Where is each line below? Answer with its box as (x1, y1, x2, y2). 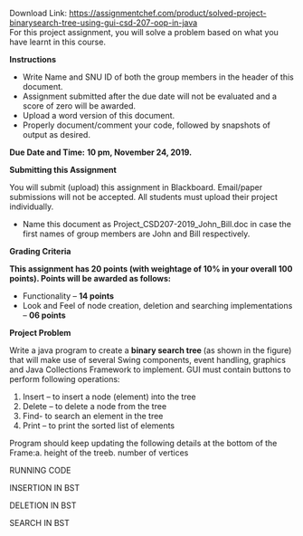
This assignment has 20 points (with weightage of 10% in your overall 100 (9, 263, 293, 274)
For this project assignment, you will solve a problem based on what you (9, 27, 279, 37)
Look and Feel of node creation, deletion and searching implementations (22, 301, 293, 311)
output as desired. (22, 129, 90, 139)
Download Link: (9, 8, 68, 18)
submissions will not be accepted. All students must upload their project (9, 192, 278, 202)
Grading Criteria (9, 246, 71, 256)
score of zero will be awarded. (22, 100, 137, 111)
